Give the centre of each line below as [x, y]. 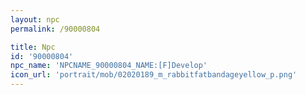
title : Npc [33, 47]
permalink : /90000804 [55, 29]
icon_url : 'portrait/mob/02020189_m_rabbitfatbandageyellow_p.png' [154, 75]
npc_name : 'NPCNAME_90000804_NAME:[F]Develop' [109, 66]
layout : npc [35, 19]
